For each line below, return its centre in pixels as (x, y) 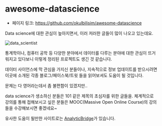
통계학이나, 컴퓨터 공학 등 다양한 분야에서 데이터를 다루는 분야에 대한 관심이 (76, 53)
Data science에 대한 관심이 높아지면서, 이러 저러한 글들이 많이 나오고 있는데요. (79, 33)
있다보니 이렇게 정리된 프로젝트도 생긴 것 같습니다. (65, 59)
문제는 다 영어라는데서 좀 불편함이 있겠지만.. (46, 85)
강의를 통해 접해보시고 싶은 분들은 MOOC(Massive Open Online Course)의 (76, 102)
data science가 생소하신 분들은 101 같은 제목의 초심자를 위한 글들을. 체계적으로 (79, 96)
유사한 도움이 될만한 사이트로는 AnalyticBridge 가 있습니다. (60, 118)
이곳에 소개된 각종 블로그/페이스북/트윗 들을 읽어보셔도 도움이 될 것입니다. (74, 75)
